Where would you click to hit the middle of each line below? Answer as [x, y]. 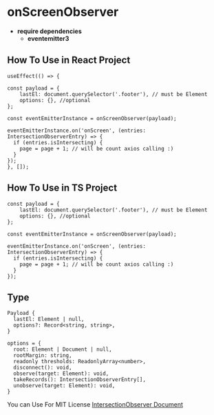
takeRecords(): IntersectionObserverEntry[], [80, 380]
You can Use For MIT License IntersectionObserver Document [95, 405]
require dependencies [49, 31]
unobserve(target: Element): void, [64, 386]
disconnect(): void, [43, 368]
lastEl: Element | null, [49, 319]
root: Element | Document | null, [63, 349]
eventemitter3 [48, 38]
